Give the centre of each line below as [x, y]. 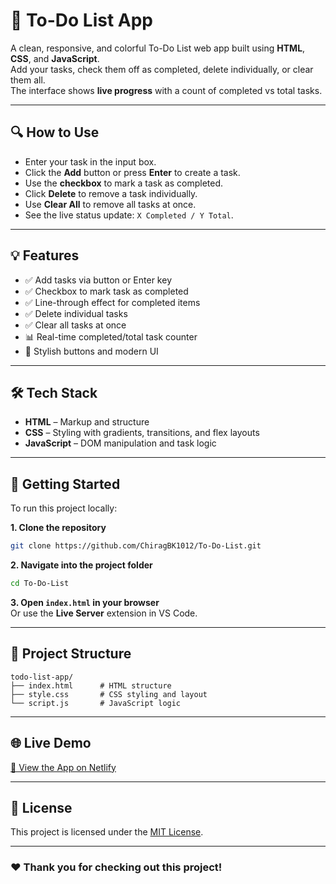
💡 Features [45, 255]
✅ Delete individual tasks [76, 313]
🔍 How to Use [55, 132]
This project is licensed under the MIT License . [107, 832]
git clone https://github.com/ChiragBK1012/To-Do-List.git [136, 546]
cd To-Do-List [40, 584]
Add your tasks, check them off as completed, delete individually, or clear [162, 69]
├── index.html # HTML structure [91, 685]
